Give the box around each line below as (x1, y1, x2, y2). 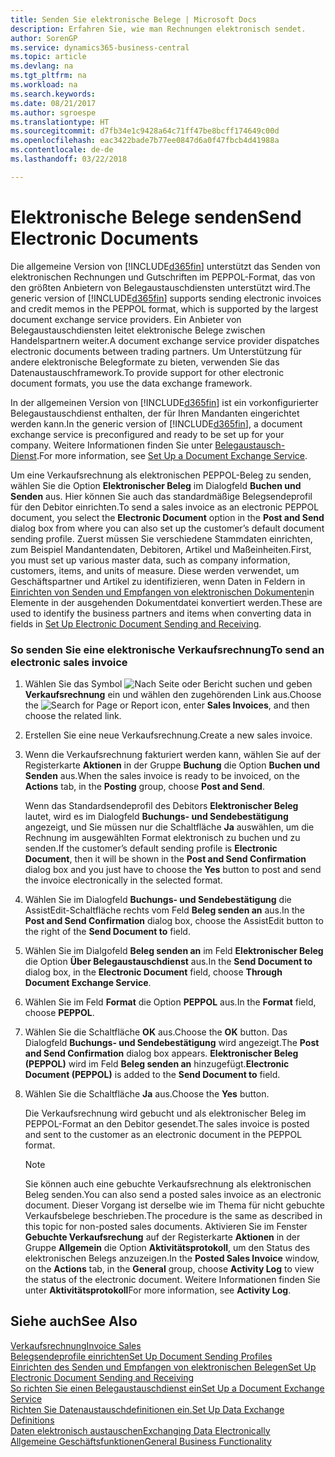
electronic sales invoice (10, 655, 128, 669)
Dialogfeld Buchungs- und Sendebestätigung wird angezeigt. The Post (24, 1036, 320, 1048)
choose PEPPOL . (24, 1006, 95, 1018)
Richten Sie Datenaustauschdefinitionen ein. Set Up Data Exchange (10, 1403, 285, 1415)
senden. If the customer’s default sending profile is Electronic (24, 842, 278, 854)
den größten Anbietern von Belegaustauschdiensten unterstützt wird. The (10, 281, 312, 293)
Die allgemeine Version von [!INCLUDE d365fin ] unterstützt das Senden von (10, 260, 321, 272)
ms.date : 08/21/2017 (10, 98, 97, 108)
